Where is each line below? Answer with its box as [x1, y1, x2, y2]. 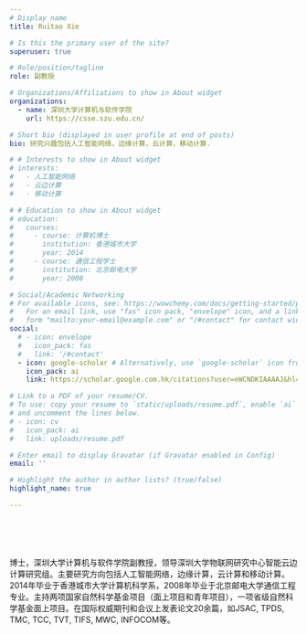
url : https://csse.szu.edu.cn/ [26, 113, 145, 123]
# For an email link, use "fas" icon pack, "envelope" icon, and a [9, 307, 281, 316]
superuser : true [9, 47, 71, 56]
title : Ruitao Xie [9, 22, 79, 31]
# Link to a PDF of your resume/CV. [9, 392, 149, 401]
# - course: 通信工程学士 [9, 257, 116, 266]
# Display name [9, 13, 68, 23]
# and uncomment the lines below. [9, 408, 142, 417]
